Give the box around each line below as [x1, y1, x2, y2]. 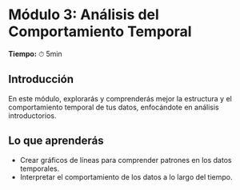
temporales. [19, 164, 60, 173]
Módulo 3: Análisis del [8, 6, 160, 24]
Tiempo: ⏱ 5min [8, 49, 62, 58]
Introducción [8, 73, 74, 86]
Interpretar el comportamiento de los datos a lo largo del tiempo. [19, 172, 233, 181]
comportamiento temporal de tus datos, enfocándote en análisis [8, 102, 219, 112]
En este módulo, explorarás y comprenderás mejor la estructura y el [8, 93, 232, 103]
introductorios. [8, 110, 57, 121]
